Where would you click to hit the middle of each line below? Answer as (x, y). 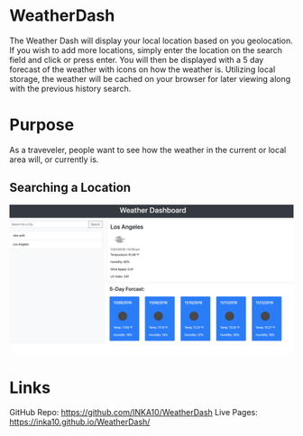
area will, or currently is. (54, 159)
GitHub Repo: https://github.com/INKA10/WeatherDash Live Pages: (134, 413)
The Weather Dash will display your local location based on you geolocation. (151, 41)
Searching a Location (70, 188)
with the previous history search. (70, 88)
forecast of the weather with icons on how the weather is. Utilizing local (142, 69)
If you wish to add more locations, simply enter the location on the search (146, 50)
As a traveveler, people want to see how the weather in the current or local (148, 150)
